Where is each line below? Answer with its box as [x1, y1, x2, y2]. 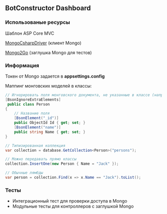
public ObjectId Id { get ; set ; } [14, 120, 85, 125]
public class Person [7, 102, 50, 107]
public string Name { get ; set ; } [14, 129, 85, 134]
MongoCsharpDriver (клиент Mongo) [5, 40, 82, 46]
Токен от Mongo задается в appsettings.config [5, 73, 105, 79]
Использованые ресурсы [5, 19, 71, 26]
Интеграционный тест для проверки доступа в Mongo [12, 198, 128, 204]
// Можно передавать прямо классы [5, 157, 77, 162]
